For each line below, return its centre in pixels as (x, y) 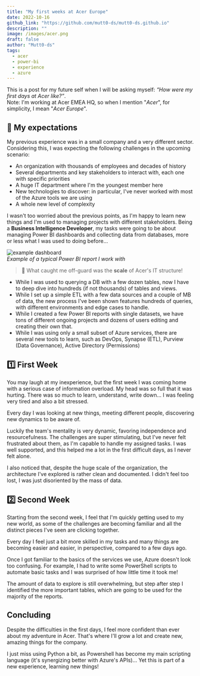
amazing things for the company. (47, 642)
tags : (13, 51)
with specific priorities (43, 179)
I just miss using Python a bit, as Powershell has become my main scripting (99, 653)
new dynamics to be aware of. (44, 419)
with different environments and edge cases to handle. (82, 307)
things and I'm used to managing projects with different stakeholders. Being (100, 222)
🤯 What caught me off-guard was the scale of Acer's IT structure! (102, 271)
